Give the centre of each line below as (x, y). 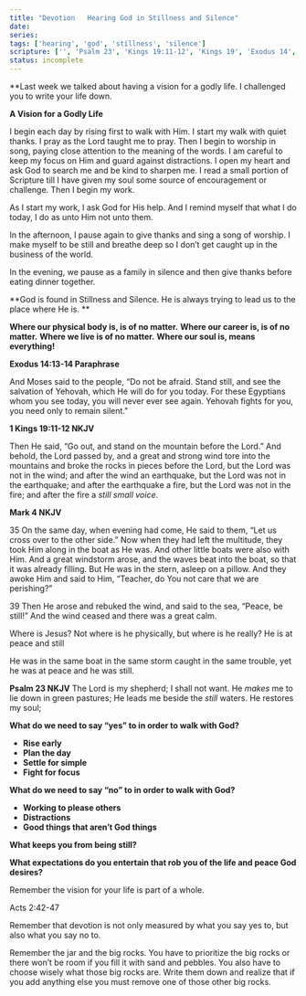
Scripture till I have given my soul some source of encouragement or (138, 180)
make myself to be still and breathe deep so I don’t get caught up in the (143, 244)
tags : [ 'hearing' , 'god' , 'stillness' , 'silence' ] (108, 43)
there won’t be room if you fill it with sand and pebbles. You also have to (145, 962)
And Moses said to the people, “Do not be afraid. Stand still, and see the (145, 381)
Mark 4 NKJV (36, 512)
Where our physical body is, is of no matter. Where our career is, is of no (150, 327)
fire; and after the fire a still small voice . (84, 495)
